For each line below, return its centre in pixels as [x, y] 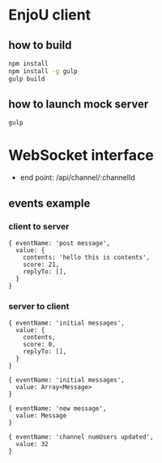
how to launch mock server [79, 105]
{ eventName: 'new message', [58, 408]
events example [49, 203]
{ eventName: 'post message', [60, 243]
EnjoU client [50, 15]
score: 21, [41, 265]
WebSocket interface [81, 155]
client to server [39, 226]
